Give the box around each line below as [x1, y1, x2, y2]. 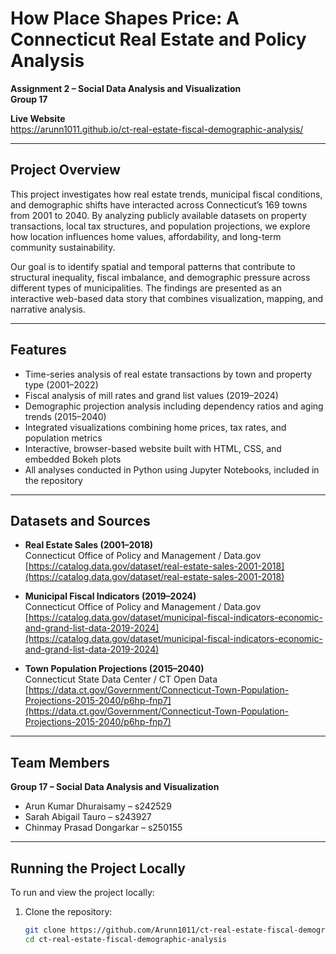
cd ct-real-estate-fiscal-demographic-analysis [24, 934, 227, 944]
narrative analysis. [10, 303, 86, 315]
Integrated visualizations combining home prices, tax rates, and [24, 421, 287, 433]
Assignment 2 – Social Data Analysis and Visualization [10, 82, 242, 94]
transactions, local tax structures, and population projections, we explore [10, 220, 311, 232]
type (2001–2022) [24, 378, 99, 391]
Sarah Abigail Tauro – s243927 [24, 811, 152, 823]
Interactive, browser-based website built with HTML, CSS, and [24, 442, 282, 454]
